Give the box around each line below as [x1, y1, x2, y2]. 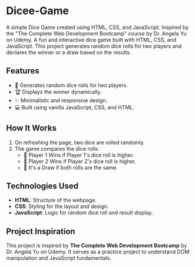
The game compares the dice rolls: [14, 145, 100, 152]
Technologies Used [6, 181, 78, 191]
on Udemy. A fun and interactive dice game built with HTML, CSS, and [6, 36, 177, 43]
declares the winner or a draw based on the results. [6, 48, 131, 56]
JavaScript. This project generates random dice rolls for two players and [6, 43, 182, 50]
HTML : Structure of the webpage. [14, 197, 97, 204]
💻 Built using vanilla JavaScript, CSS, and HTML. [14, 103, 134, 110]
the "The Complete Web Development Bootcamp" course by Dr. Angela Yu [6, 30, 187, 37]
